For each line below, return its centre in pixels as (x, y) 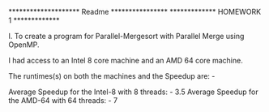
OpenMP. (24, 45)
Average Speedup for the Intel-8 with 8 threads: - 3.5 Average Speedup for (133, 92)
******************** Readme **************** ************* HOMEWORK (135, 12)
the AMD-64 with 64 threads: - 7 (63, 100)
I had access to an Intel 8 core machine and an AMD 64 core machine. (126, 60)
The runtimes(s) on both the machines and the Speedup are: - (112, 76)
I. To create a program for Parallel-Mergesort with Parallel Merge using (126, 36)
